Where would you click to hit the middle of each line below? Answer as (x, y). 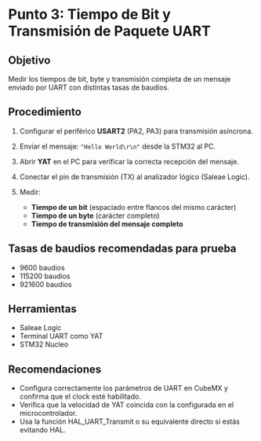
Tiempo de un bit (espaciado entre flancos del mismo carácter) (134, 207)
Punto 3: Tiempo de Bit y (89, 15)
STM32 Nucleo (44, 344)
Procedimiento (45, 112)
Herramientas (42, 309)
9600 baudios (42, 267)
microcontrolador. (48, 413)
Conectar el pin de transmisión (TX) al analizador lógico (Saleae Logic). (134, 176)
